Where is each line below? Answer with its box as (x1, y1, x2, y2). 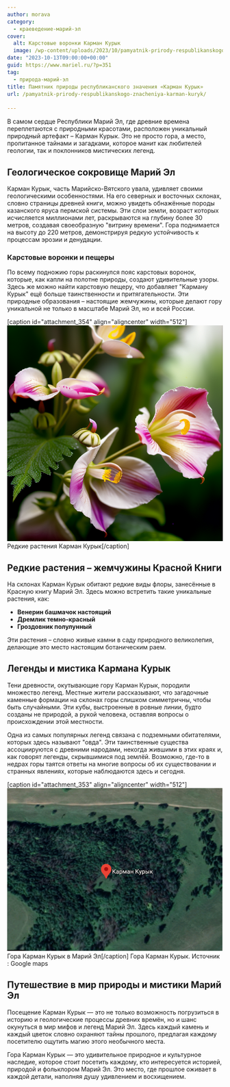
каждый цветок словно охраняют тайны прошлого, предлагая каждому (7, 1029, 217, 1038)
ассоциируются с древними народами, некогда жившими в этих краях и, (7, 745, 223, 753)
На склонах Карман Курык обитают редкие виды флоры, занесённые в (7, 580, 216, 588)
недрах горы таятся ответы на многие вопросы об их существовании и (7, 760, 216, 768)
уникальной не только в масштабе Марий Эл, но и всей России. (7, 305, 195, 313)
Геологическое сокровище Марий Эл (7, 166, 176, 178)
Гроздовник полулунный (16, 623, 92, 631)
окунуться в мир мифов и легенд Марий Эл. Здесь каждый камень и (7, 1023, 209, 1031)
